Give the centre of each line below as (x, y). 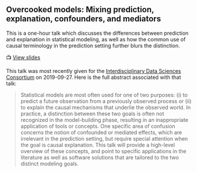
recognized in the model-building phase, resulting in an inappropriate (104, 119)
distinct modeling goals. (49, 164)
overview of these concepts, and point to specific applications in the (103, 151)
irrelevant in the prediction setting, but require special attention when (104, 138)
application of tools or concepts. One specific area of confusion (98, 126)
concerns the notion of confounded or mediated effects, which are (101, 132)
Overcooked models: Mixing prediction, (80, 10)
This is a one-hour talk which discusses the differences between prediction (97, 33)
